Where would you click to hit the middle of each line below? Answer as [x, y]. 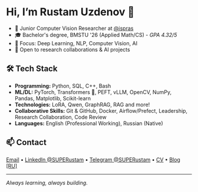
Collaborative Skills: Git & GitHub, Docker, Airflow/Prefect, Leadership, [101, 110]
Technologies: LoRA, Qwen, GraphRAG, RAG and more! [82, 105]
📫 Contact [27, 142]
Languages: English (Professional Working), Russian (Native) [89, 123]
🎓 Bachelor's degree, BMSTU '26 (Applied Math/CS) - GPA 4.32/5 [96, 35]
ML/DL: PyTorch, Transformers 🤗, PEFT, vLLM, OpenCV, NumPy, [93, 92]
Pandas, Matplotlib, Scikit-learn [53, 98]
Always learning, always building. [47, 183]
